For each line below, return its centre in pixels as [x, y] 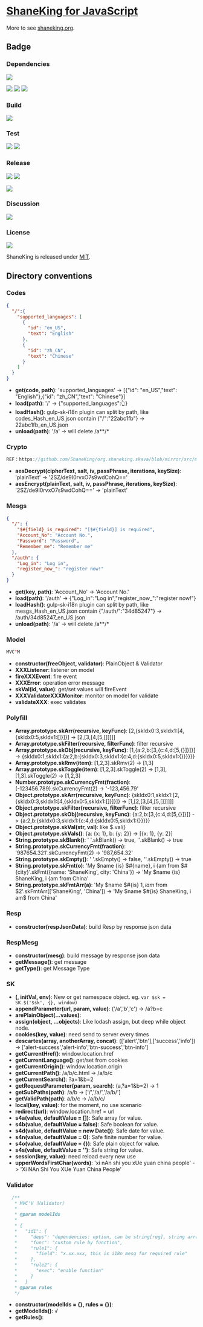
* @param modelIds [37, 1215]
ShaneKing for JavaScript [72, 11]
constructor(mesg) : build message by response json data [87, 955]
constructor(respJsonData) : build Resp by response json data [93, 926]
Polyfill [17, 718]
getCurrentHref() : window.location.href [64, 1054]
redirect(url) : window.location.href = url [65, 1112]
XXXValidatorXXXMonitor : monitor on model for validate [87, 696]
